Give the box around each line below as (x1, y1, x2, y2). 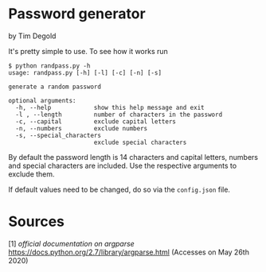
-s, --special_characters (15, 131, 102, 139)
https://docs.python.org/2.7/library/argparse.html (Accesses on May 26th (8, 247, 249, 257)
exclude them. (8, 169, 55, 179)
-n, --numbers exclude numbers (15, 124, 148, 132)
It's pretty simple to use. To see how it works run (8, 46, 169, 56)
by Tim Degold (8, 31, 57, 41)
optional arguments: (8, 96, 77, 104)
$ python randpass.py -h (8, 61, 91, 70)
